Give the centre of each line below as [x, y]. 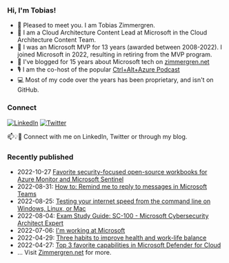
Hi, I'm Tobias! [32, 10]
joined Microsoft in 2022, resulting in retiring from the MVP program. [114, 54]
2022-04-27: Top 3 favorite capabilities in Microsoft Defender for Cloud [119, 245]
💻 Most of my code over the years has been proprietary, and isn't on [115, 80]
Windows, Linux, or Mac [51, 208]
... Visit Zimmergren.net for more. [64, 252]
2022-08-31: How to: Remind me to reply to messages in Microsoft [112, 186]
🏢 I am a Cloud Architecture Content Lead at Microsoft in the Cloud [112, 32]
